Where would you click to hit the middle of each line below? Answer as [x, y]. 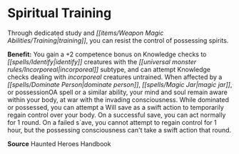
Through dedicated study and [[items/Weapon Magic [86, 33]
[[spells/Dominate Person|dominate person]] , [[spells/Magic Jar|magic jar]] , [120, 84]
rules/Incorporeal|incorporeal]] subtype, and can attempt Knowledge [109, 69]
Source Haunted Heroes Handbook [59, 143]
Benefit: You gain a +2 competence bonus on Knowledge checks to [107, 54]
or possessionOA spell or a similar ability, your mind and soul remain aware [118, 92]
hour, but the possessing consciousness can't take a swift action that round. [119, 130]
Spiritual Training [60, 13]
